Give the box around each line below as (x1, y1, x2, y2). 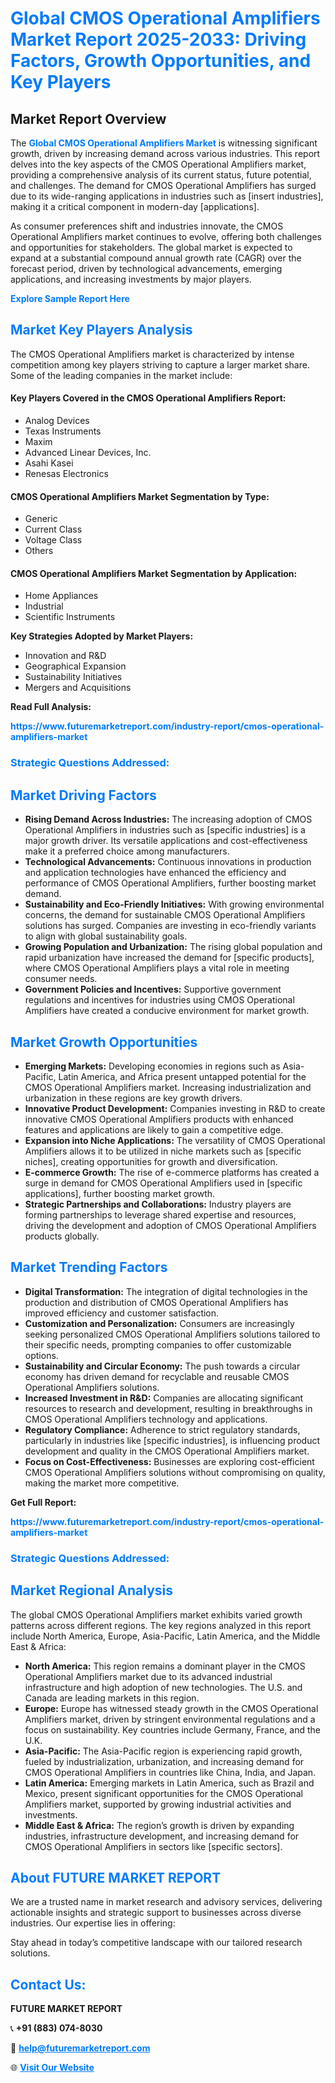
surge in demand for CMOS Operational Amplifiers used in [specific (24, 1177, 303, 1189)
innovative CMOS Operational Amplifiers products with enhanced (24, 1113, 294, 1125)
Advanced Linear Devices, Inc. (24, 447, 152, 459)
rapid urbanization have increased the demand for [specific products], (24, 952, 315, 964)
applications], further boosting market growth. (24, 1187, 216, 1199)
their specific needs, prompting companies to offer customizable (24, 1338, 292, 1351)
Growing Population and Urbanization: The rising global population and (24, 941, 323, 953)
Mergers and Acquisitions (24, 682, 132, 694)
